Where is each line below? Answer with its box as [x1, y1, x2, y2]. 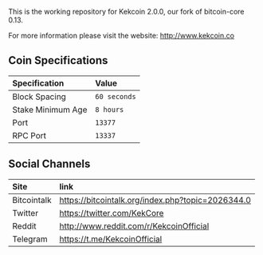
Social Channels [8, 157, 91, 171]
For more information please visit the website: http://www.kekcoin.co [8, 31, 235, 40]
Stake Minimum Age [12, 104, 88, 115]
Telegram [12, 233, 48, 245]
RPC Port [12, 129, 46, 141]
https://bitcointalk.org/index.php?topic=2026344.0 [59, 194, 251, 205]
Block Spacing [12, 91, 66, 102]
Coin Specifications [8, 54, 108, 67]
